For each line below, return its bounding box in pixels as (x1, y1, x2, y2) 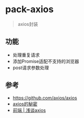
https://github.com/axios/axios (12, 95, 77, 101)
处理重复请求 (12, 52, 40, 58)
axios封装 (17, 21, 38, 27)
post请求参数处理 (12, 65, 49, 71)
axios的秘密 (12, 101, 38, 107)
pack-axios (5, 4, 54, 15)
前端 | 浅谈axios (12, 107, 46, 113)
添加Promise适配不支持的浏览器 (12, 58, 79, 64)
